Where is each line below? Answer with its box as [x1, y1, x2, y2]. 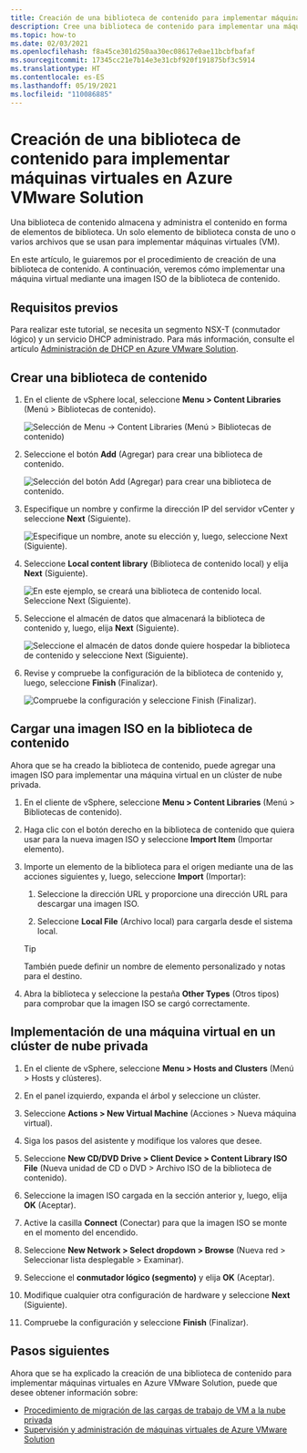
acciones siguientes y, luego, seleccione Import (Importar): [23, 871, 247, 881]
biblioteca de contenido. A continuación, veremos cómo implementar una [10, 263, 285, 274]
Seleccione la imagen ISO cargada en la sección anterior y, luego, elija [23, 1190, 288, 1201]
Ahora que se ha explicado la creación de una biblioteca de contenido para [10, 1367, 292, 1378]
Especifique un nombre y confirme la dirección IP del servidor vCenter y [23, 503, 295, 515]
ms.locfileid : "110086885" [10, 89, 113, 98]
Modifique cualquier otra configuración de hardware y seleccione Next [23, 1289, 291, 1300]
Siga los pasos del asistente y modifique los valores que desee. [23, 1135, 262, 1146]
